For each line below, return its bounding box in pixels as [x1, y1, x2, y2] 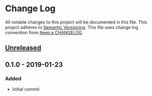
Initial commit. [12, 86, 41, 92]
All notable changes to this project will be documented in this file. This [5, 19, 148, 25]
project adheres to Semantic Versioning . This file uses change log [5, 24, 139, 30]
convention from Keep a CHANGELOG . [5, 29, 84, 35]
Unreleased [5, 44, 42, 52]
